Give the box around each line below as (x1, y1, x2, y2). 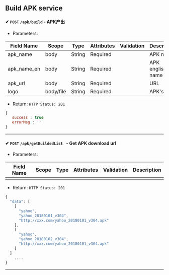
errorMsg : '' (12, 120, 42, 125)
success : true (12, 115, 44, 120)
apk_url (8, 80, 25, 87)
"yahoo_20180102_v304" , (18, 237, 69, 242)
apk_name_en (8, 65, 41, 72)
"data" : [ (10, 199, 30, 204)
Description (132, 166, 161, 173)
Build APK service (5, 4, 63, 13)
